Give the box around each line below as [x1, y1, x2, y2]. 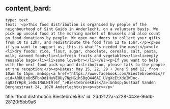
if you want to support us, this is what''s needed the [5, 44, 126, 49]
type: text [5, 17, 29, 22]
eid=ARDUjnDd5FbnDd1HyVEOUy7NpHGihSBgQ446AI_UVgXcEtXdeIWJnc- [5, 75, 140, 80]
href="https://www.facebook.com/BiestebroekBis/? [58, 71, 165, 76]
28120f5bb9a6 [5, 99, 37, 105]
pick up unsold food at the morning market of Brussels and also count [5, 31, 160, 36]
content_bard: [5, 4, 51, 13]
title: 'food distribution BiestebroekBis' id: [5, 93, 92, 99]
